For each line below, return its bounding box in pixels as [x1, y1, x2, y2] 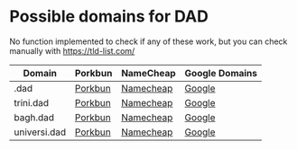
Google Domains [184, 66, 258, 79]
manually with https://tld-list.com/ [9, 45, 135, 56]
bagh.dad [14, 110, 55, 123]
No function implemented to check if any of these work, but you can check [9, 36, 288, 47]
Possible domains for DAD [9, 6, 209, 27]
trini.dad [14, 96, 50, 109]
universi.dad [14, 126, 67, 138]
